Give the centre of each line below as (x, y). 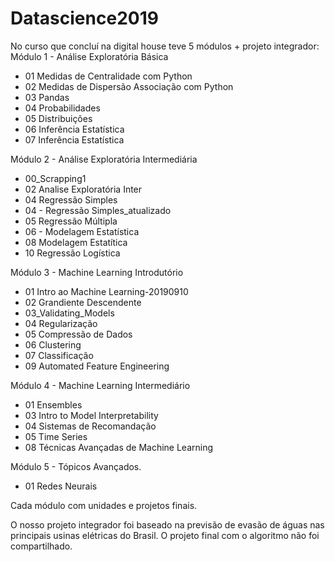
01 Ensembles (53, 404)
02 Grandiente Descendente (83, 302)
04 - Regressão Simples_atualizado (98, 210)
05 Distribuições (58, 118)
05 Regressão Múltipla (71, 221)
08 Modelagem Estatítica (76, 242)
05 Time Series (56, 436)
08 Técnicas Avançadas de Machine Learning (119, 447)
